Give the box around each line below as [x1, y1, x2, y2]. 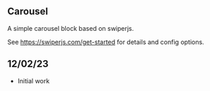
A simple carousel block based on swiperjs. [7, 24, 134, 32]
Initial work [17, 76, 50, 85]
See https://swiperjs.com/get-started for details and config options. [7, 38, 204, 46]
